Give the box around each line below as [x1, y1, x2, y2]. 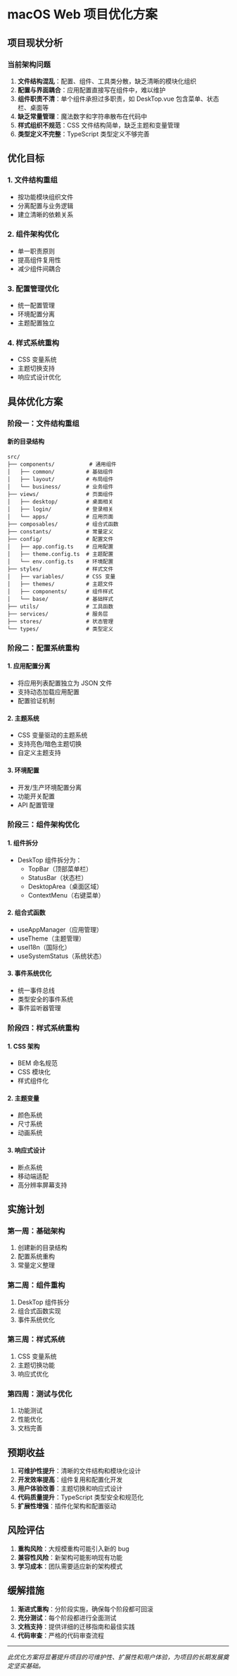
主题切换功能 [17, 1360, 55, 1369]
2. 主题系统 [7, 714, 40, 722]
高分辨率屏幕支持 [17, 1181, 68, 1189]
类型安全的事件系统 [17, 995, 74, 1004]
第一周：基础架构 [7, 1226, 65, 1236]
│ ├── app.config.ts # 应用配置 [7, 543, 114, 550]
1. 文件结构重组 [7, 175, 58, 185]
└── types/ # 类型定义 [7, 625, 114, 633]
